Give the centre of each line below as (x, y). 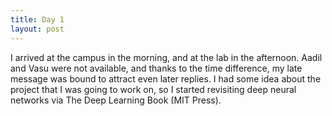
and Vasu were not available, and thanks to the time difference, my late (156, 68)
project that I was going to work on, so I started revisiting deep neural (153, 89)
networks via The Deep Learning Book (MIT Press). (116, 100)
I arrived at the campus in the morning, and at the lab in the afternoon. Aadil (166, 57)
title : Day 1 (37, 19)
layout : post (37, 29)
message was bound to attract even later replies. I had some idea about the (166, 78)
